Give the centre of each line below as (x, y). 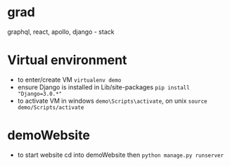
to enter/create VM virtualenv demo (69, 79)
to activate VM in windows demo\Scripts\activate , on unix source (112, 101)
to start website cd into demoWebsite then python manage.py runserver (120, 155)
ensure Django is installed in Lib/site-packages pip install (103, 87)
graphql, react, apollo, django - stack (61, 32)
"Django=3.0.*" (40, 94)
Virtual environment (67, 60)
